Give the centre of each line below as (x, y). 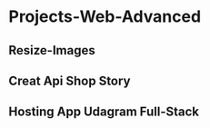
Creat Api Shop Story (70, 80)
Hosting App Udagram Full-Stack (104, 112)
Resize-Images (52, 50)
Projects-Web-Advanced (105, 17)
